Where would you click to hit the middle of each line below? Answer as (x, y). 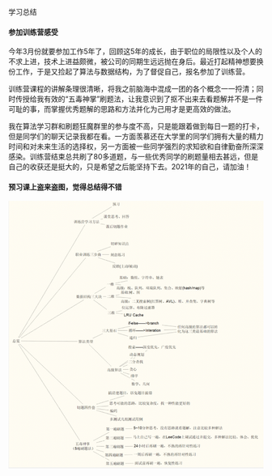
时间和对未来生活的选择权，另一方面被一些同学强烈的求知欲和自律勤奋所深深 (136, 147)
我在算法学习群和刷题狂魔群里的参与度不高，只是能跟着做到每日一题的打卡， (136, 126)
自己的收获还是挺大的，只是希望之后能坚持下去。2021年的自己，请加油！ (130, 167)
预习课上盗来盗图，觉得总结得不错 (65, 187)
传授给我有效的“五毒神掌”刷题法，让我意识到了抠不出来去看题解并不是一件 (139, 99)
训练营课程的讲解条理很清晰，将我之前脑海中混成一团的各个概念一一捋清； (132, 89)
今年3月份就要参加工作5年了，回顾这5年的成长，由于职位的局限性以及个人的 (136, 52)
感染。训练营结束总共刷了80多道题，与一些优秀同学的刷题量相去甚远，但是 (134, 157)
